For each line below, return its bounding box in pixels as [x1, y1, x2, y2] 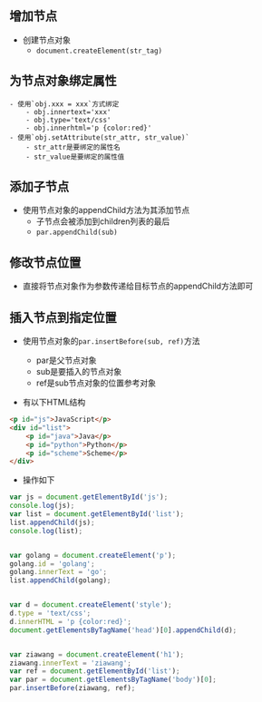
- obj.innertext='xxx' [25, 107, 112, 116]
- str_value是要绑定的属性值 [25, 152, 125, 161]
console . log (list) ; [9, 526, 83, 535]
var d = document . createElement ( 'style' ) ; [9, 600, 172, 609]
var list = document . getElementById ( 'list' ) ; [9, 510, 184, 519]
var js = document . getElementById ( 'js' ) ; [9, 492, 169, 502]
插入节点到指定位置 [9, 309, 117, 325]
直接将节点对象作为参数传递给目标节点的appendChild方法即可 [22, 280, 254, 292]
